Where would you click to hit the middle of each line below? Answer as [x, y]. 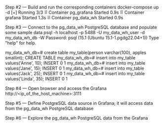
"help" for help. [20, 43]
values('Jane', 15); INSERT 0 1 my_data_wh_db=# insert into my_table [75, 68]
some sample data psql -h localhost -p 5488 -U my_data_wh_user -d [75, 32]
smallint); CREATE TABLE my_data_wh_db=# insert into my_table [70, 58]
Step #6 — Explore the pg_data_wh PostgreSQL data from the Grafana [77, 118]
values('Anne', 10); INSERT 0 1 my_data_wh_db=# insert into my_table [75, 63]
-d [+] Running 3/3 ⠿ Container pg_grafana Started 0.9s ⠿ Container [75, 12]
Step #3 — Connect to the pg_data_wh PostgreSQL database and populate [81, 27]
